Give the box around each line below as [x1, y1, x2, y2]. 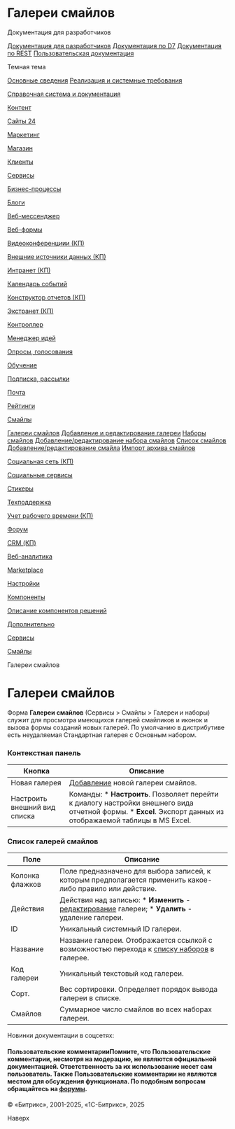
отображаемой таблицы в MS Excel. [69, 815, 192, 825]
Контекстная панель [7, 748, 82, 757]
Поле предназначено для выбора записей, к [59, 867, 211, 876]
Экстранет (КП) [7, 307, 54, 315]
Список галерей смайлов [7, 836, 99, 846]
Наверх [7, 1114, 30, 1122]
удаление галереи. [59, 913, 124, 923]
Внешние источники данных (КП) [7, 252, 106, 260]
